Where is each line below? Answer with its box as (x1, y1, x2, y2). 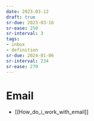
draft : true (6, 14, 35, 20)
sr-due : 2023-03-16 (6, 19, 54, 25)
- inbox (6, 42, 25, 48)
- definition (6, 47, 38, 53)
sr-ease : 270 (6, 63, 38, 70)
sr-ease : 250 (6, 25, 38, 31)
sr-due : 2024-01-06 (6, 53, 54, 58)
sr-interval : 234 (6, 58, 49, 64)
